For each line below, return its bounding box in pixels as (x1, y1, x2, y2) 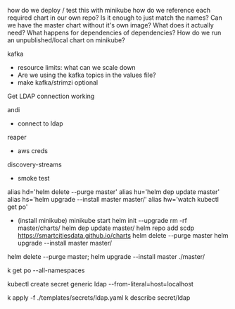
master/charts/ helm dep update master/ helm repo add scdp (17, 224, 195, 232)
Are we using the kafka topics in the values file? (17, 71, 156, 79)
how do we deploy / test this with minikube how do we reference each (7, 6, 211, 14)
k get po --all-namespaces (7, 266, 85, 274)
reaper (7, 133, 27, 141)
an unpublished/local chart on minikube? (7, 36, 125, 44)
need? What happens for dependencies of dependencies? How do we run (7, 28, 222, 37)
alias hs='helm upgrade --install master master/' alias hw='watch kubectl (7, 195, 220, 203)
